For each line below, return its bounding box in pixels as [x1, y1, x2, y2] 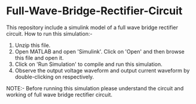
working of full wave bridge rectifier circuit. [6, 91, 112, 98]
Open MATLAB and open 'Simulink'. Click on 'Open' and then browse [14, 48, 185, 55]
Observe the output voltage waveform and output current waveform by [14, 67, 190, 74]
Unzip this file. [14, 42, 51, 49]
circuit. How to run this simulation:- [6, 30, 93, 37]
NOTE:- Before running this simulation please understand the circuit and [6, 84, 184, 92]
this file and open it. [14, 54, 64, 61]
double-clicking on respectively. [14, 73, 94, 80]
